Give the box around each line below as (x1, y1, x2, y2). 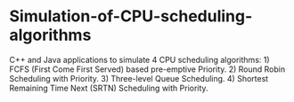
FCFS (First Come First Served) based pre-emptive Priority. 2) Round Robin (9, 64, 286, 75)
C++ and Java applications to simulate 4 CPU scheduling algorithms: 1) (9, 54, 270, 65)
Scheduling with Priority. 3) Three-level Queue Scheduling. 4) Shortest (9, 73, 269, 83)
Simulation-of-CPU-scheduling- (9, 6, 253, 27)
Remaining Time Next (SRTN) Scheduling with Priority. (9, 82, 208, 93)
